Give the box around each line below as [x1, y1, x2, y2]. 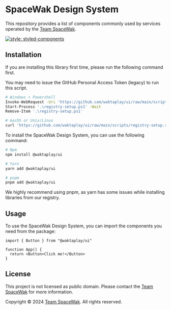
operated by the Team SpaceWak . [5, 25, 76, 32]
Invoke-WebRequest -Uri [5, 99, 56, 105]
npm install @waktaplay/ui [5, 152, 63, 157]
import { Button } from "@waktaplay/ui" [5, 238, 93, 243]
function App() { [5, 247, 42, 252]
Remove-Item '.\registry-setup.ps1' [5, 109, 83, 114]
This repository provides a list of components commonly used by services [5, 20, 161, 27]
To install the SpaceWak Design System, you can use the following [5, 132, 145, 138]
